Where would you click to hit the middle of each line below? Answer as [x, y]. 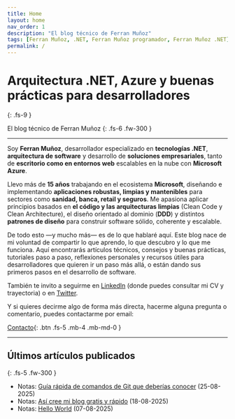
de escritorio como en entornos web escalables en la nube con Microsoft [115, 163]
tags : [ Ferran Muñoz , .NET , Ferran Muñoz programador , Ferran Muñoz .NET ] [119, 40]
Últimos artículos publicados [71, 356]
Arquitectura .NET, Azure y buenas [111, 81]
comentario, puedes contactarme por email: [71, 314]
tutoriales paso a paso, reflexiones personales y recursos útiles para [106, 257]
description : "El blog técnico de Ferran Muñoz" [79, 33]
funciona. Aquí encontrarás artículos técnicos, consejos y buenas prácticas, [117, 249]
